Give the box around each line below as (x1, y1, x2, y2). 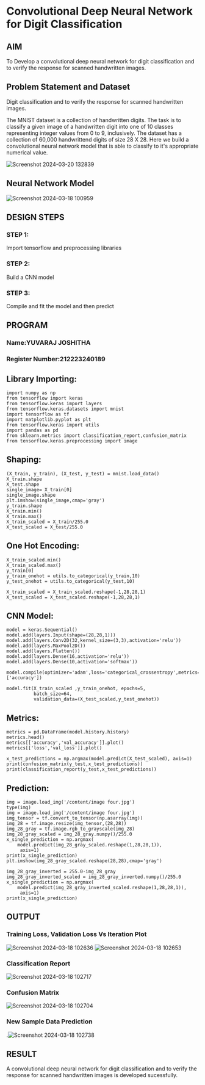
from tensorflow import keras (6, 395, 84, 401)
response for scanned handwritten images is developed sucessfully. (6, 1072, 178, 1079)
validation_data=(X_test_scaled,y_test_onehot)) (33, 696, 160, 702)
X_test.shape (6, 481, 40, 488)
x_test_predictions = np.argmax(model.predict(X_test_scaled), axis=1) (6, 755, 192, 762)
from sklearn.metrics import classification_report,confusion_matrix (6, 432, 187, 439)
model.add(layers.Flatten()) (6, 648, 81, 654)
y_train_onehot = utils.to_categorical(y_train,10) (6, 572, 140, 579)
